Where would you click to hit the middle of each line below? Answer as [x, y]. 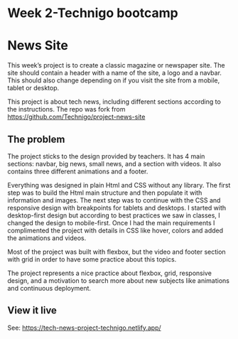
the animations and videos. [47, 238]
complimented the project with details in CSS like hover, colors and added [115, 230]
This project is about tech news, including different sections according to [114, 102]
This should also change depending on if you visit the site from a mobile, [114, 80]
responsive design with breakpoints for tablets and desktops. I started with [117, 208]
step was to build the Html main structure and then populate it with [105, 193]
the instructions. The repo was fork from [66, 109]
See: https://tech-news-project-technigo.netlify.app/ [84, 328]
